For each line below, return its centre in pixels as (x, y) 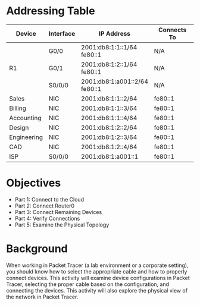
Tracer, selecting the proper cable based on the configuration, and (88, 284)
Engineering (26, 137)
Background (37, 249)
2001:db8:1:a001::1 (110, 156)
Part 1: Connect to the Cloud (49, 199)
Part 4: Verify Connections (47, 218)
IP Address (115, 33)
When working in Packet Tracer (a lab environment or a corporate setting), (97, 265)
